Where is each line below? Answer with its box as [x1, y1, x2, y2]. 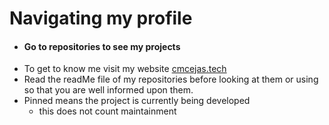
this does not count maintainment [38, 105, 177, 117]
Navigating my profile [9, 7, 193, 30]
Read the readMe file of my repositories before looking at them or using [23, 73, 319, 86]
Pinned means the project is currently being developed [23, 95, 251, 107]
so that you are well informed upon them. [23, 84, 194, 96]
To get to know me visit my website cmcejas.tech [23, 63, 227, 75]
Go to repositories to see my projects [23, 40, 181, 52]
